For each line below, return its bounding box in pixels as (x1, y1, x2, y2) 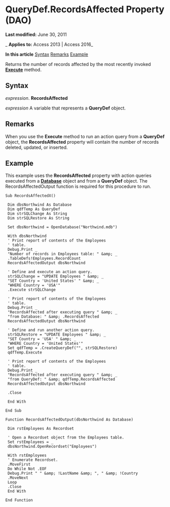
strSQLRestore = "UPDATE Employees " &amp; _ (7, 332, 106, 337)
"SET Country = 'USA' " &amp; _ (7, 337, 77, 342)
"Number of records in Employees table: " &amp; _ (7, 252, 117, 257)
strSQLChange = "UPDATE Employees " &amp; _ (7, 274, 104, 279)
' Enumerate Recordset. (7, 457, 58, 462)
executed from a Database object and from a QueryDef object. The (5, 178, 148, 184)
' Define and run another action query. (7, 327, 95, 333)
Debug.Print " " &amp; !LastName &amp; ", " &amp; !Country (7, 471, 138, 476)
